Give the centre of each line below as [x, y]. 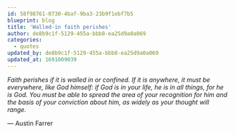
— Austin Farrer [30, 123]
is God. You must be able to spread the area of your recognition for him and [118, 94]
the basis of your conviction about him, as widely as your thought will [108, 102]
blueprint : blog [31, 20]
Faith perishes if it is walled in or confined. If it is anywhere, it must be [109, 80]
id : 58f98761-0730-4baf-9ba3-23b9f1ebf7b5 [70, 14]
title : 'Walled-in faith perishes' [59, 27]
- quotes [26, 46]
